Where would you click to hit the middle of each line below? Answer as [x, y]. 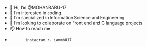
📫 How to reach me [30, 28]
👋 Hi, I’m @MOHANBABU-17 [38, 8]
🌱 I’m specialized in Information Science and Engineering [67, 18]
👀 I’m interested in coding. [36, 13]
